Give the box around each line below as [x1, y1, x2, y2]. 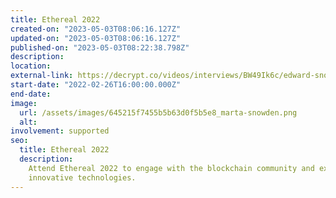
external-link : [10, 71, 74, 81]
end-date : [10, 89, 52, 99]
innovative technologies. [28, 172, 137, 183]
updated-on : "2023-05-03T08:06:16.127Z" [10, 33, 182, 43]
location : [10, 61, 52, 71]
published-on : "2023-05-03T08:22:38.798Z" [10, 42, 190, 53]
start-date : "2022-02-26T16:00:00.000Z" [10, 80, 182, 90]
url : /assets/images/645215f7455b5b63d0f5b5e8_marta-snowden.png [19, 107, 298, 118]
